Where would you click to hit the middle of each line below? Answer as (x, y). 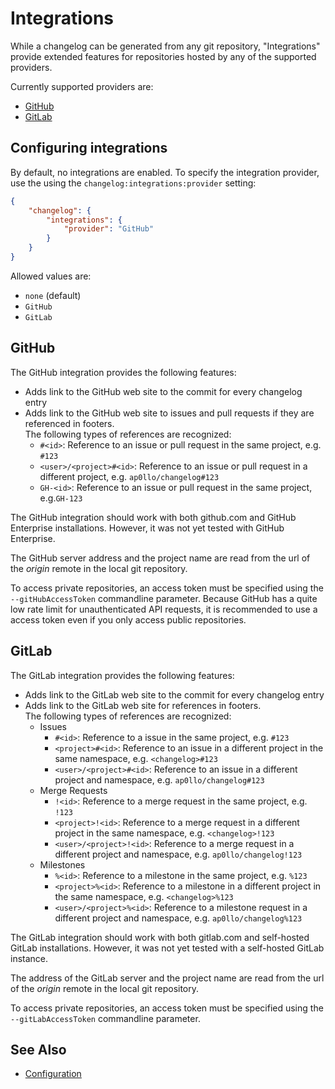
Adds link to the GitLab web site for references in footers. (143, 705)
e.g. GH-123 (61, 498)
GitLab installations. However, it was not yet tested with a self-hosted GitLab (167, 948)
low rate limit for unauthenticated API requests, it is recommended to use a (164, 609)
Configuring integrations (89, 148)
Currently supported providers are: (82, 86)
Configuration (53, 1074)
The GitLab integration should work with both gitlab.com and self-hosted (160, 937)
